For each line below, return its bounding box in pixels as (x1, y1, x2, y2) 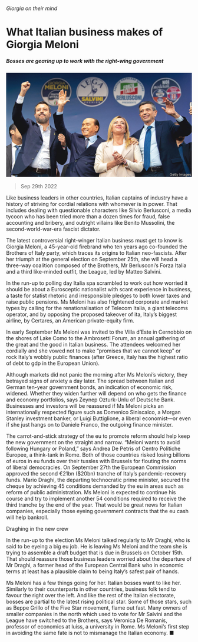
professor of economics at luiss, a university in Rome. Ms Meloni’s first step (6, 623, 190, 630)
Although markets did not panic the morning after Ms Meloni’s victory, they (6, 371, 187, 378)
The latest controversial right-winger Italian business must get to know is (6, 237, 183, 244)
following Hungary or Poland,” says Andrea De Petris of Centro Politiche (6, 445, 181, 453)
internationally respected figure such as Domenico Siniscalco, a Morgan (6, 409, 181, 416)
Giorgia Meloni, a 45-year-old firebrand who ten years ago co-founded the (6, 243, 187, 250)
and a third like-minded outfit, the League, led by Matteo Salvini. (6, 268, 162, 275)
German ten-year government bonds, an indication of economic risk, (6, 384, 173, 391)
